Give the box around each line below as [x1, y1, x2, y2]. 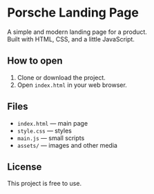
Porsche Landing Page [7, 5, 139, 21]
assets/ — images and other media [17, 141, 117, 149]
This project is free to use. [7, 180, 81, 188]
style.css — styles [17, 126, 73, 135]
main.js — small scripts [17, 133, 85, 142]
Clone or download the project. [17, 73, 106, 81]
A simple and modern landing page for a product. [7, 28, 147, 36]
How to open [7, 55, 64, 67]
